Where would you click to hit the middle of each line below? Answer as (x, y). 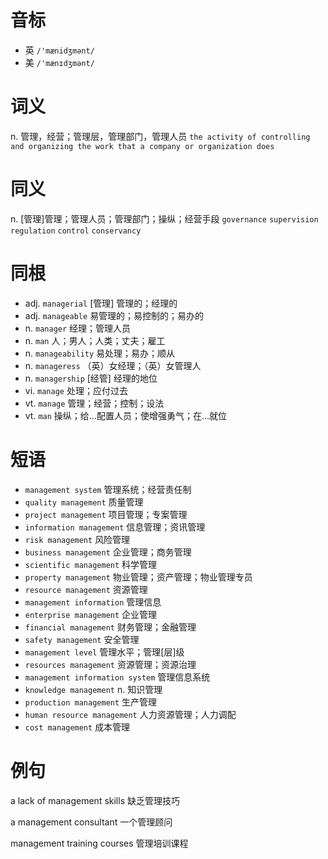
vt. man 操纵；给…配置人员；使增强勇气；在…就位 (126, 415)
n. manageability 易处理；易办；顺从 (100, 353)
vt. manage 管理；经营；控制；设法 (94, 403)
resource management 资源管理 (86, 589)
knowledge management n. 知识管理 (93, 689)
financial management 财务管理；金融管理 (110, 627)
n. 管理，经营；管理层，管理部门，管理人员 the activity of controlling (160, 136)
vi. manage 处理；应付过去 (76, 390)
